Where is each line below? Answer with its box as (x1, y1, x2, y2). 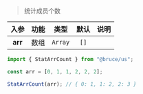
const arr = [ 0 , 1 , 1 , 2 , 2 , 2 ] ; (7, 68, 103, 75)
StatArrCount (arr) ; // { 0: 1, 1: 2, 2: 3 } (7, 80, 137, 88)
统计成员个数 (23, 7, 60, 14)
